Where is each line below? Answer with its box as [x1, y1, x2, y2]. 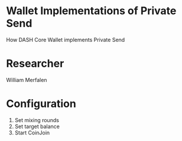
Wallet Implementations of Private [6, 4, 177, 18]
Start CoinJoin [14, 129, 50, 136]
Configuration [6, 97, 77, 110]
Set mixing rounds [14, 116, 59, 123]
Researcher [6, 57, 64, 70]
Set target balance [14, 123, 60, 130]
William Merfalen [6, 76, 47, 83]
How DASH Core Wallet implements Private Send [6, 36, 125, 43]
